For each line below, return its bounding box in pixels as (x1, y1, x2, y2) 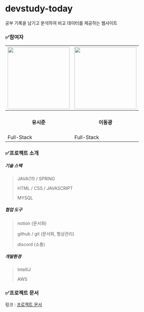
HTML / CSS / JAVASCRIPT (17, 185, 73, 191)
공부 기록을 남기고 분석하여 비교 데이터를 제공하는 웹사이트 (5, 20, 118, 26)
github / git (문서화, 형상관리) (17, 231, 75, 237)
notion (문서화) (17, 220, 47, 226)
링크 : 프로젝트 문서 (5, 302, 42, 308)
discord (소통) (17, 241, 46, 247)
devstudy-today (5, 3, 73, 14)
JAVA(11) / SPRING (17, 176, 55, 182)
